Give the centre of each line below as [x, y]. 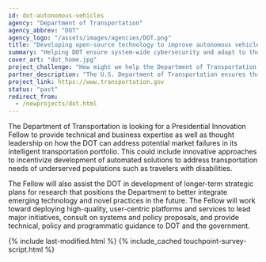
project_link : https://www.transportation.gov [86, 82]
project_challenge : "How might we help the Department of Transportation [133, 67]
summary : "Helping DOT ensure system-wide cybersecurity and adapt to [127, 52]
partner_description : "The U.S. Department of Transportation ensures [127, 74]
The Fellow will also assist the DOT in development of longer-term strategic [131, 184]
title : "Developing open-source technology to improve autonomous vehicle [134, 45]
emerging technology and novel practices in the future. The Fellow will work [132, 201]
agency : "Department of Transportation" [76, 23]
